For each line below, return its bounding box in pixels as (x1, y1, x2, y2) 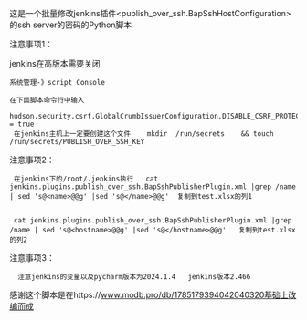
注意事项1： (9, 39, 53, 49)
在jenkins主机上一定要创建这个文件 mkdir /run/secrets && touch (13, 129, 274, 139)
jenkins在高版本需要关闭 (9, 58, 101, 68)
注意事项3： (9, 253, 55, 263)
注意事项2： (9, 154, 55, 165)
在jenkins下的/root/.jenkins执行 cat (13, 174, 158, 183)
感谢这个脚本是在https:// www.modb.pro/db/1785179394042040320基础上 (9, 290, 290, 300)
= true (9, 119, 35, 129)
